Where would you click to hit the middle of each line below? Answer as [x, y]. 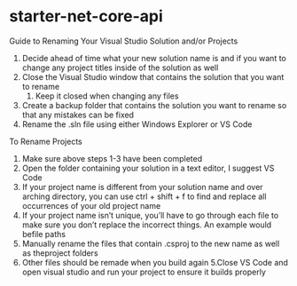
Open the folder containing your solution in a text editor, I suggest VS [148, 168]
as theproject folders [60, 253]
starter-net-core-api [86, 16]
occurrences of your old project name [91, 205]
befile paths [44, 234]
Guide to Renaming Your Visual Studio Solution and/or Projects [124, 41]
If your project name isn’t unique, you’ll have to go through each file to [150, 215]
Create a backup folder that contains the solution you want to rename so [154, 105]
